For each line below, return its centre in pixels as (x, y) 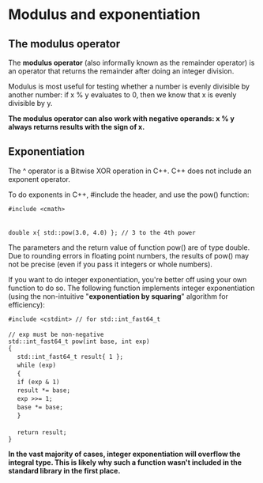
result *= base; (44, 390)
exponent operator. (39, 179)
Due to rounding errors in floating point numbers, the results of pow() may (129, 255)
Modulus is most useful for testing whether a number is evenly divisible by (129, 86)
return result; (42, 432)
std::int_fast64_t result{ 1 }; (70, 357)
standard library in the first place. (64, 470)
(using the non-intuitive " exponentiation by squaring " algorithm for (118, 296)
